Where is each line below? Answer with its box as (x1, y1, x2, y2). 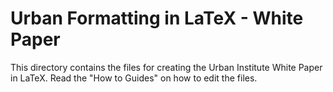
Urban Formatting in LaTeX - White (10, 7, 304, 30)
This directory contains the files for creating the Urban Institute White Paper (10, 61, 323, 73)
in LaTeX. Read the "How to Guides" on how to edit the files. (10, 72, 258, 84)
